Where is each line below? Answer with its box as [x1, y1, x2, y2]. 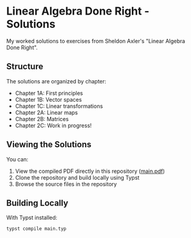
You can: [6, 155, 29, 163]
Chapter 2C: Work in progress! [15, 122, 92, 129]
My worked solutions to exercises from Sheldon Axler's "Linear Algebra [6, 37, 186, 44]
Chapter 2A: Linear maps [15, 108, 78, 116]
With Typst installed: [6, 214, 58, 222]
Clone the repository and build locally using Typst [15, 173, 140, 181]
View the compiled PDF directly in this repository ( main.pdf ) [15, 167, 165, 175]
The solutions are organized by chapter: [6, 77, 106, 85]
